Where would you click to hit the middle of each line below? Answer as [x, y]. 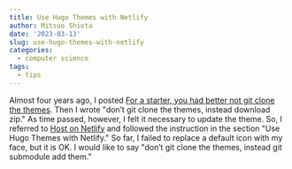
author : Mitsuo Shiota [51, 26]
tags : [19, 67]
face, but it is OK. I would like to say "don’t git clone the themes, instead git [146, 147]
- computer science [53, 58]
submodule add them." [50, 157]
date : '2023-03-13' [45, 34]
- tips [29, 75]
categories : [31, 50]
